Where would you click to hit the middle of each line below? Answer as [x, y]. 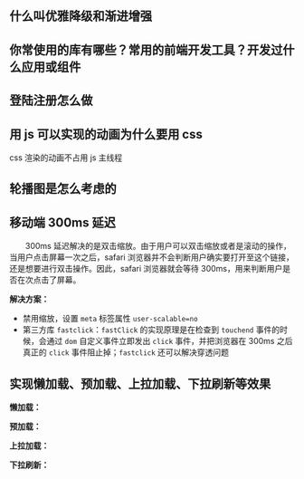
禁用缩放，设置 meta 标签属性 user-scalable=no [110, 319]
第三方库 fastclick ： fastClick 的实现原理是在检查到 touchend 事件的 [151, 330]
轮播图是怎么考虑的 [63, 189]
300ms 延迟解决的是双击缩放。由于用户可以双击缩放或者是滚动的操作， [158, 246]
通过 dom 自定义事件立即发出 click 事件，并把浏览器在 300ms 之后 [170, 341]
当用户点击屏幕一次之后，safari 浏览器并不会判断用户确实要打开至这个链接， [152, 257]
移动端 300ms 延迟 [62, 222]
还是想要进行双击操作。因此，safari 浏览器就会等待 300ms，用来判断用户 [146, 269]
